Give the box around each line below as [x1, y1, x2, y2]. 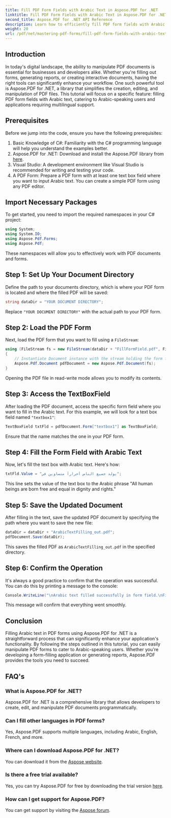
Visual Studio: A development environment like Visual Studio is [12, 161, 144, 167]
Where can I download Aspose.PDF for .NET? [5, 747, 120, 754]
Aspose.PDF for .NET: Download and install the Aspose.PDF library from [12, 151, 164, 157]
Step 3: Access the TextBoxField [5, 390, 110, 399]
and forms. [5, 256, 28, 262]
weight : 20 [5, 27, 28, 32]
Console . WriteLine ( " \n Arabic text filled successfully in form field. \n [5, 592, 163, 598]
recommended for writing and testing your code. [12, 167, 115, 173]
